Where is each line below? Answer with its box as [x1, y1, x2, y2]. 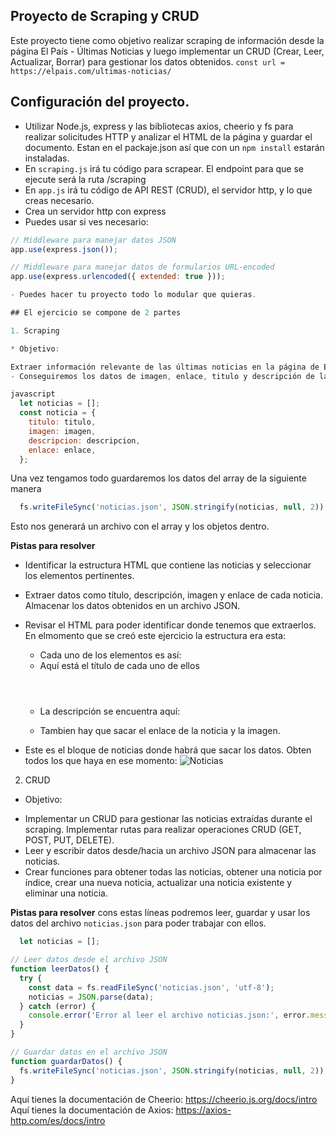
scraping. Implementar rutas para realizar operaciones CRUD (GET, [24, 824, 302, 836]
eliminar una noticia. [24, 887, 109, 899]
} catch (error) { [19, 1001, 97, 1011]
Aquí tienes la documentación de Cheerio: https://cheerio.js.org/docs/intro [10, 1093, 318, 1105]
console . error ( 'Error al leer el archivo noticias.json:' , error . [28, 1010, 311, 1021]
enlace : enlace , [28, 445, 97, 455]
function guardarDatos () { [10, 1056, 123, 1066]
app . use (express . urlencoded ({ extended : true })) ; [10, 272, 226, 282]
